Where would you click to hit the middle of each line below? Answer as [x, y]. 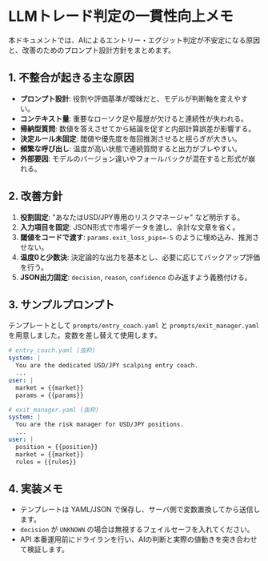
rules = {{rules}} [46, 462]
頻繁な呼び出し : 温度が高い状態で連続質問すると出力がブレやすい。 [130, 148]
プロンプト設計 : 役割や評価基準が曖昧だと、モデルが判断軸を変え [127, 98]
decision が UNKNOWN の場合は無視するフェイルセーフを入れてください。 [137, 530]
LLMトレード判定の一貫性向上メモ [121, 16]
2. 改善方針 [36, 196]
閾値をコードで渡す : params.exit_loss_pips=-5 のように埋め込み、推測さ [140, 237]
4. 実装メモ [36, 489]
